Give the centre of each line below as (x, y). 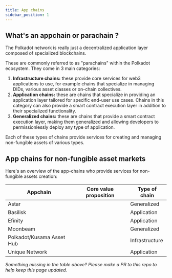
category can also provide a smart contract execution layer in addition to (89, 106)
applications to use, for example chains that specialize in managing (83, 84)
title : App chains (25, 10)
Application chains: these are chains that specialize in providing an (84, 95)
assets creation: (41, 176)
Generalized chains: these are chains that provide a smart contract (84, 117)
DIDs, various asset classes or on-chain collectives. (67, 89)
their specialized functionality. (44, 111)
